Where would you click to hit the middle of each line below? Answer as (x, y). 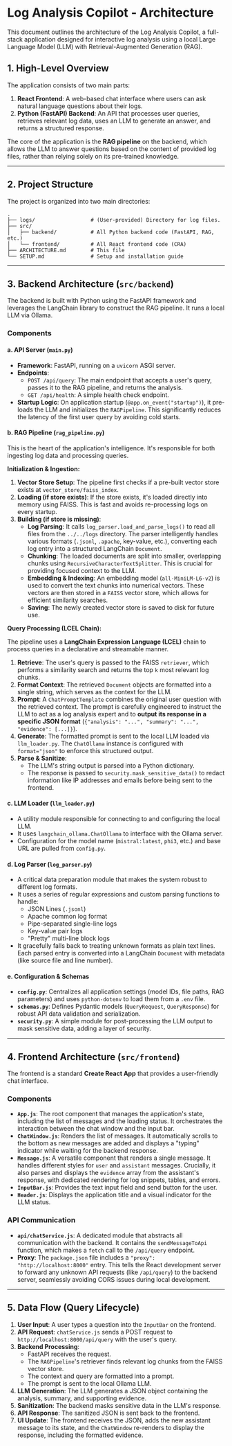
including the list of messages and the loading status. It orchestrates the (120, 1121)
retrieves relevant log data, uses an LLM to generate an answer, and (114, 121)
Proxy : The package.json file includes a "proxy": (86, 1257)
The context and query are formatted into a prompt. (101, 1376)
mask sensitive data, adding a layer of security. (84, 1029)
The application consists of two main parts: (68, 85)
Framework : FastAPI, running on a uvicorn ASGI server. (96, 365)
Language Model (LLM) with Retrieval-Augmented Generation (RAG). (105, 46)
